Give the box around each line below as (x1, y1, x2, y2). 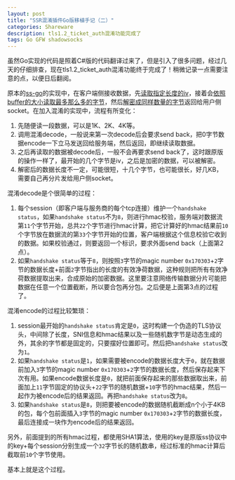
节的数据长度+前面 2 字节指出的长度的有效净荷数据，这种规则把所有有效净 (17, 265, 228, 274)
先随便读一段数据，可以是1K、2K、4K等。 (17, 121, 139, 130)
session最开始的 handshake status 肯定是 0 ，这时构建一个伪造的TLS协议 (17, 321, 222, 330)
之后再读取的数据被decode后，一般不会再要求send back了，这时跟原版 (17, 148, 224, 156)
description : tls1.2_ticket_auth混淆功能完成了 (7, 29, 142, 37)
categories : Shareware (7, 23, 74, 30)
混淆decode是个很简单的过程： (7, 189, 97, 197)
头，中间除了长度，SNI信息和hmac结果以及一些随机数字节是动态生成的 (17, 331, 222, 339)
